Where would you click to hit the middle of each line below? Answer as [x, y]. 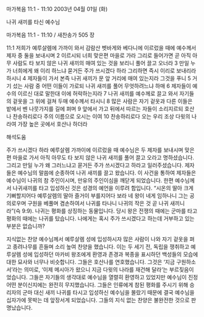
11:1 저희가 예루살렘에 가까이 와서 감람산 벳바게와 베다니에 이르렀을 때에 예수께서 [101, 48]
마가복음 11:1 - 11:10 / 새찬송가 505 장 [51, 35]
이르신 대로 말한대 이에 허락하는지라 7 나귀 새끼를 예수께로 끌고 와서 [98, 94]
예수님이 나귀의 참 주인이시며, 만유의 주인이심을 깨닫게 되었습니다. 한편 [90, 180]
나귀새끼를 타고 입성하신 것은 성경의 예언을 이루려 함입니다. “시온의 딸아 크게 [103, 188]
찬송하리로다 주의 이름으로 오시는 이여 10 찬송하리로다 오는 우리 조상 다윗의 [101, 116]
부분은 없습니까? [26, 226]
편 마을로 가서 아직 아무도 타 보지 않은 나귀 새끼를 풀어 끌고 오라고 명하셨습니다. [100, 158]
